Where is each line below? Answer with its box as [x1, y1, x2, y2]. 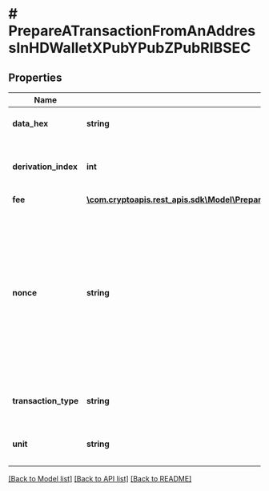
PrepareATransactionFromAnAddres [8, 22, 256, 40]
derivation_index [12, 161, 78, 172]
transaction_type [12, 396, 79, 406]
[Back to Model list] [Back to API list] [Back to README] [8, 474, 192, 483]
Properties [8, 70, 62, 84]
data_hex [12, 118, 49, 129]
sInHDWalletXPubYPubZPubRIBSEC [8, 39, 251, 57]
